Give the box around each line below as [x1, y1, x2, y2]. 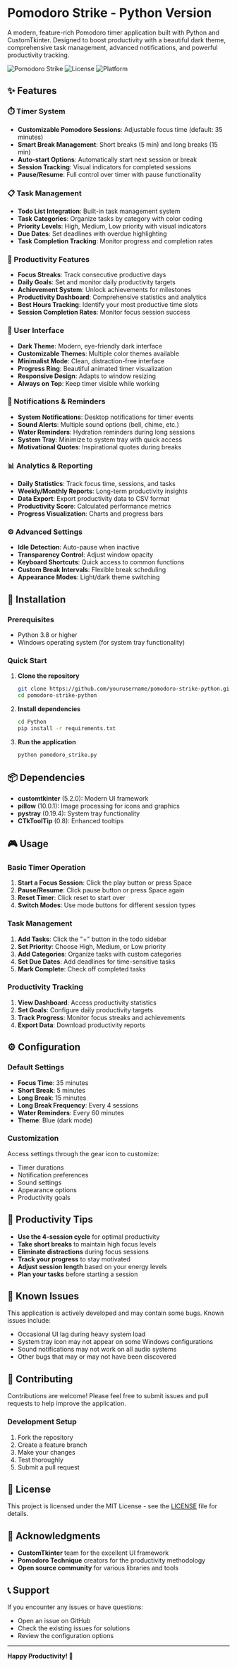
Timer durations [17, 1163, 64, 1172]
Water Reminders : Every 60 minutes [17, 1108, 125, 1117]
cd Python [17, 718, 47, 726]
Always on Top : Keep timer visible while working [17, 379, 160, 387]
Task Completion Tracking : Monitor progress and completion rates [17, 236, 213, 245]
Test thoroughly [17, 1455, 63, 1464]
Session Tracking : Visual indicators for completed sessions [17, 162, 192, 171]
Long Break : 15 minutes [17, 1093, 87, 1102]
